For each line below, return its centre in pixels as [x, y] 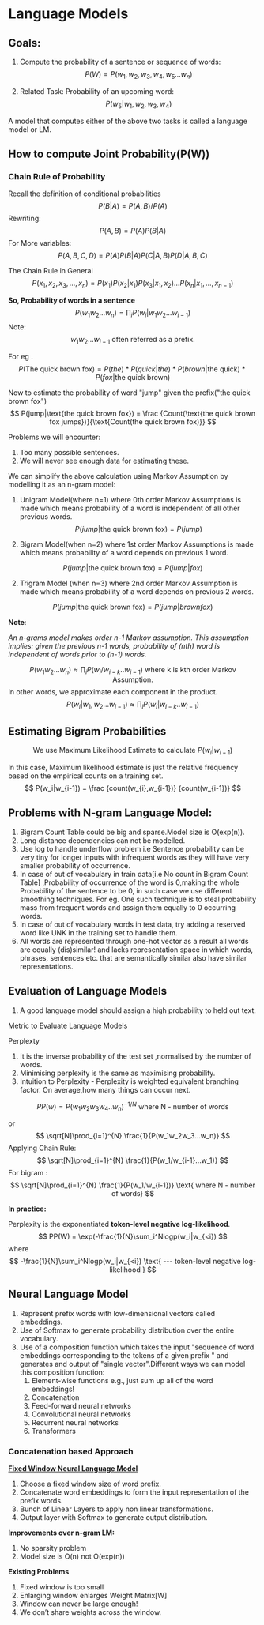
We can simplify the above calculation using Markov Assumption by [118, 476]
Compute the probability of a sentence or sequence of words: [120, 62]
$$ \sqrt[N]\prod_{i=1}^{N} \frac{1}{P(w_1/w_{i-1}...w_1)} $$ [133, 1160]
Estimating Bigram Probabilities [87, 731]
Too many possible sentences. [69, 452]
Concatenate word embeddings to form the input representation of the [134, 1492]
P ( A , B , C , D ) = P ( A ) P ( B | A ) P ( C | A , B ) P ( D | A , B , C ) [133, 256]
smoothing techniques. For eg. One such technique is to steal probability [138, 899]
